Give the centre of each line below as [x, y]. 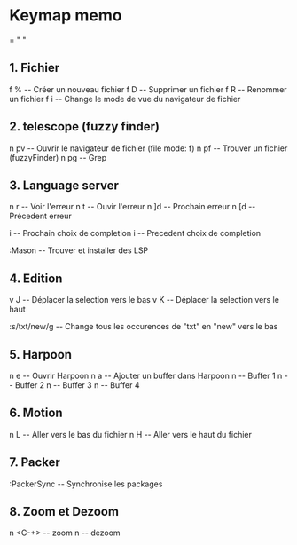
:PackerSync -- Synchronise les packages [86, 484]
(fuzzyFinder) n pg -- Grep [58, 157]
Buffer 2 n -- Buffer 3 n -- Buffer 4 [77, 385]
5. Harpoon [41, 355]
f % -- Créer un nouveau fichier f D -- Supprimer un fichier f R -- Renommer [148, 89]
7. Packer [35, 462]
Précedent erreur [41, 216]
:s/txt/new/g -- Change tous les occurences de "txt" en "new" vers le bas [144, 327]
